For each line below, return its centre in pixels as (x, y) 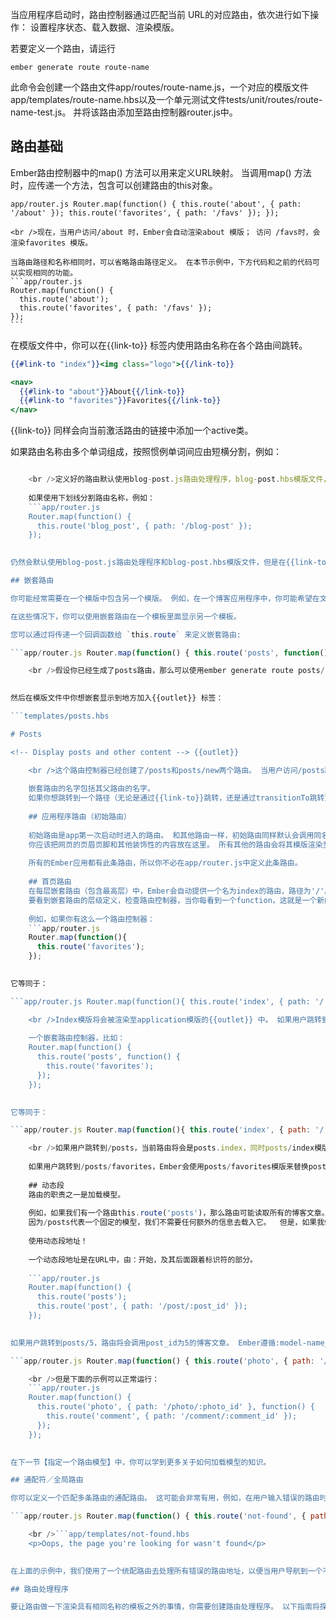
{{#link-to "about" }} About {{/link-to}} (102, 391)
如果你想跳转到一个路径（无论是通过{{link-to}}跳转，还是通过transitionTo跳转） (178, 798)
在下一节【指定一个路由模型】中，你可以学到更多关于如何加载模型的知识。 (141, 1462)
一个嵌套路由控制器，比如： (77, 1038)
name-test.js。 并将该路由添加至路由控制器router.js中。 (124, 112)
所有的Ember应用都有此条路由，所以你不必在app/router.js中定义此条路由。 (165, 863)
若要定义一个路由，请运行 (63, 48)
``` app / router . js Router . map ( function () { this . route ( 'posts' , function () (169, 653)
